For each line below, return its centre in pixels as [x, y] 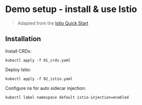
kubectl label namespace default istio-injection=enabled [67, 97]
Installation [23, 39]
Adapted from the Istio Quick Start [53, 23]
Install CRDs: [18, 51]
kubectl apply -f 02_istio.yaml [39, 79]
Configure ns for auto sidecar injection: [46, 88]
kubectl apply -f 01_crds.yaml [38, 60]
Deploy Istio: [18, 69]
